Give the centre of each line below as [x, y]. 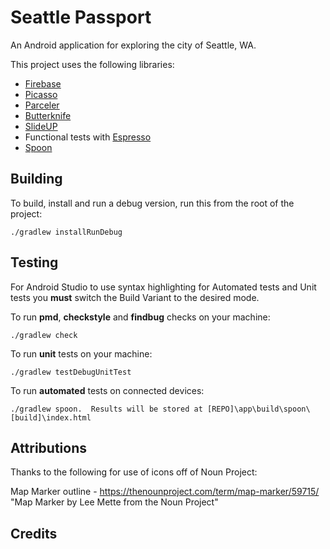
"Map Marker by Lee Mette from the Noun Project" [114, 502]
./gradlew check [44, 335]
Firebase [43, 83]
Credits [34, 533]
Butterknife [48, 115]
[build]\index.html [51, 417]
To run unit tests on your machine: [81, 353]
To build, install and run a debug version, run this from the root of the [152, 203]
